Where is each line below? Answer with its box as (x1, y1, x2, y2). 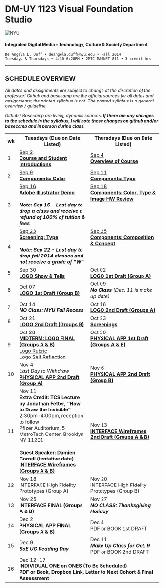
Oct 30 (90, 329, 106, 335)
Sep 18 (90, 183, 107, 190)
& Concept (90, 240, 116, 247)
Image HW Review (90, 195, 134, 202)
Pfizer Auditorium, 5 (19, 424, 65, 431)
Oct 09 (90, 281, 106, 287)
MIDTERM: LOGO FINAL (19, 335, 75, 342)
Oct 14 (19, 301, 36, 307)
